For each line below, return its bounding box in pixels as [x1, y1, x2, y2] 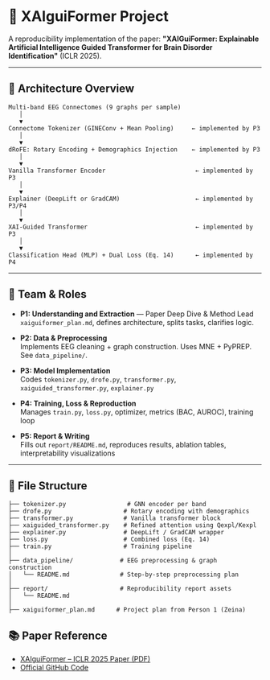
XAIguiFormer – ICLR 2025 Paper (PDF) [19, 654, 151, 664]
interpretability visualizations [19, 448, 116, 458]
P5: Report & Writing [19, 431, 90, 441]
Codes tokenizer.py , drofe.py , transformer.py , [19, 374, 177, 384]
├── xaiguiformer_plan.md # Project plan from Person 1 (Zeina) [8, 606, 247, 614]
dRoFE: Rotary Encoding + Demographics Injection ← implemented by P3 [8, 145, 261, 154]
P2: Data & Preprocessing [19, 333, 108, 343]
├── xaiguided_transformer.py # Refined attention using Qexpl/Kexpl [8, 521, 257, 530]
